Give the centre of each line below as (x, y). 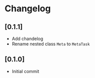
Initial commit (25, 71)
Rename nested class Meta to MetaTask (51, 44)
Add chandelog (27, 39)
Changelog (28, 9)
